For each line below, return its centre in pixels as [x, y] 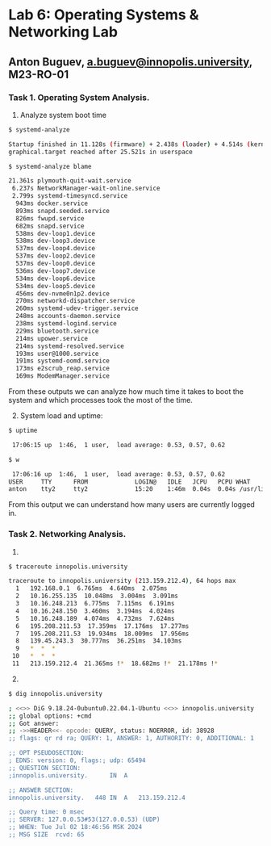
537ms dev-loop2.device [55, 256]
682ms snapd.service [50, 226]
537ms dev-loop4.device [55, 249]
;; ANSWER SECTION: [41, 790]
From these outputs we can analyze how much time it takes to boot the [126, 392]
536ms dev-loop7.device [55, 271]
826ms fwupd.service [50, 218]
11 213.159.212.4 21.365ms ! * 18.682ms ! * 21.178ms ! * [115, 664]
